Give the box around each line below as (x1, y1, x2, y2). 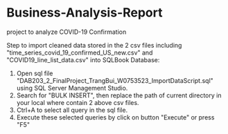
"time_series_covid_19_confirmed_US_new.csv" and (6, 48, 153, 57)
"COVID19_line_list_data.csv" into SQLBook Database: (6, 55, 160, 64)
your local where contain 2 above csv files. (16, 98, 139, 106)
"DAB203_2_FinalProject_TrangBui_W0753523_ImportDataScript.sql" (16, 76, 214, 84)
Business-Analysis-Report (6, 5, 163, 21)
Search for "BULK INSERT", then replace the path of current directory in (16, 91, 222, 99)
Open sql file (16, 69, 53, 77)
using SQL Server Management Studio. (16, 84, 128, 92)
